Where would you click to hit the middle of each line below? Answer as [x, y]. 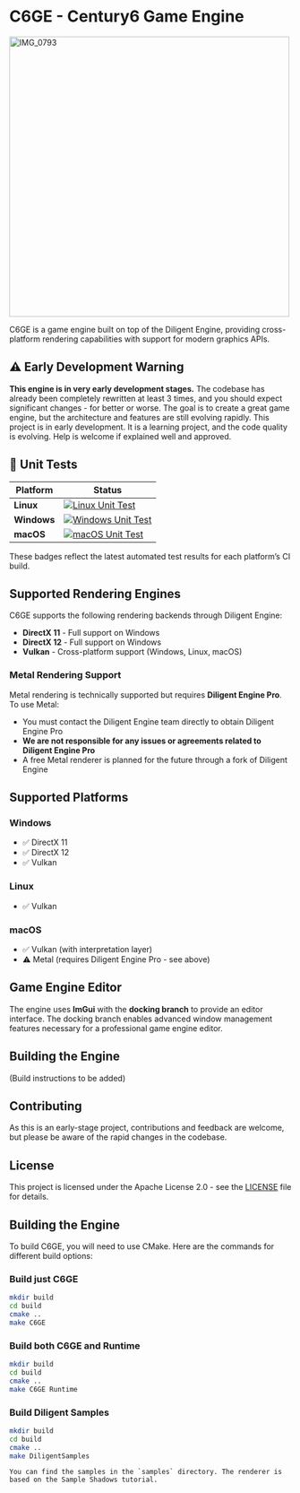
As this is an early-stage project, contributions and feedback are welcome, [147, 1128]
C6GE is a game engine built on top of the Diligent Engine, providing [135, 329]
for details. [29, 1197]
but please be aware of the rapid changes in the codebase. [118, 1137]
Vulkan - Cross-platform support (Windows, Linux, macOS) [132, 652]
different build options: [51, 1256]
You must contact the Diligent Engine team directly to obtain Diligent [148, 721]
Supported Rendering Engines [95, 594]
